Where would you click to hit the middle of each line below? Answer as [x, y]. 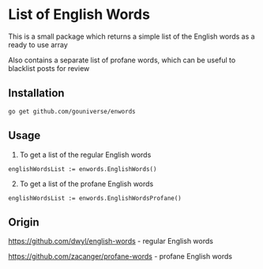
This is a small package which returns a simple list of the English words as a [131, 36]
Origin [24, 222]
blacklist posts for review [49, 68]
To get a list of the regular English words [85, 155]
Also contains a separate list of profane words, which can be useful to [122, 60]
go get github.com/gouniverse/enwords [72, 111]
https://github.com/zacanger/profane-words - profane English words [120, 256]
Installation [36, 93]
